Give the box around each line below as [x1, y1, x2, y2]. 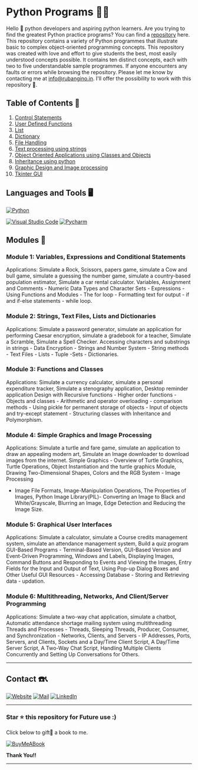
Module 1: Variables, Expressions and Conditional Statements [6, 253, 186, 261]
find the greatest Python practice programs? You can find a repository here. [6, 31, 190, 38]
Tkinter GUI [14, 170, 43, 177]
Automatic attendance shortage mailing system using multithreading [6, 619, 172, 626]
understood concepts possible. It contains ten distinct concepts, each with [6, 56, 187, 63]
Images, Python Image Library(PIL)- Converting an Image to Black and [14, 493, 186, 500]
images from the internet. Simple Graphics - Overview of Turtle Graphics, [6, 457, 184, 464]
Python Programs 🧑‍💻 [6, 5, 110, 19]
